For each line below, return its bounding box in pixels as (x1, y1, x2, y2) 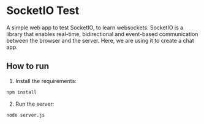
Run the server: (15, 100, 55, 108)
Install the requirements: (15, 77, 77, 84)
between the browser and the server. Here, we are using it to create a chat (6, 37, 194, 44)
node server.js (6, 112, 45, 118)
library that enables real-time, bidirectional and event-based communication (6, 30, 198, 37)
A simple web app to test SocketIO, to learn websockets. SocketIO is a (6, 24, 184, 31)
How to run (6, 61, 50, 71)
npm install (6, 89, 37, 95)
